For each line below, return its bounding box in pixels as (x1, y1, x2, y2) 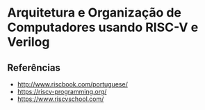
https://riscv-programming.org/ (17, 88, 107, 95)
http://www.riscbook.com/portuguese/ (17, 80, 129, 88)
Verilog (7, 35, 50, 50)
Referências (7, 62, 61, 73)
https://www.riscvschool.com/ (17, 95, 104, 103)
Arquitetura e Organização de (7, 5, 182, 21)
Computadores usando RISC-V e (7, 19, 199, 35)
